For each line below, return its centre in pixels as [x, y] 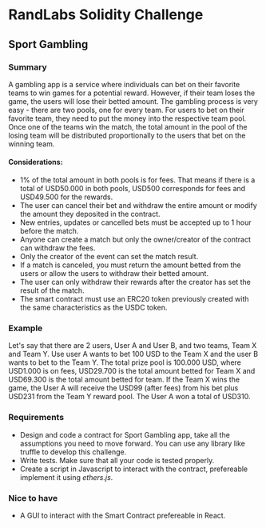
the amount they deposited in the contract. [90, 214]
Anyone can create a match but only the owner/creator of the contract [135, 240]
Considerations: [36, 162]
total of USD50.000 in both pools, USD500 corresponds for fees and [133, 189]
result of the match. [52, 290]
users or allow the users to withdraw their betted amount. [114, 274]
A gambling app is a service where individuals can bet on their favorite [124, 84]
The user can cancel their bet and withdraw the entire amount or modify [138, 206]
